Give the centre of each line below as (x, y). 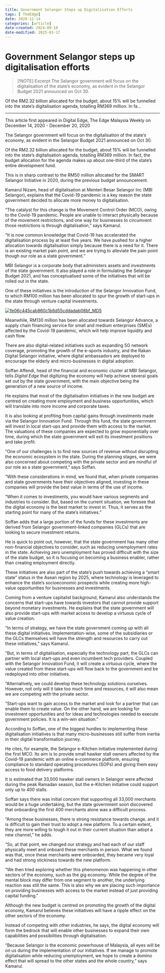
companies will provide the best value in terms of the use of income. (74, 487)
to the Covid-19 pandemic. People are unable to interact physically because (82, 215)
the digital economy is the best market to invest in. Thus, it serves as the (78, 507)
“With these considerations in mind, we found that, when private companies (82, 476)
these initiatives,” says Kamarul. (37, 643)
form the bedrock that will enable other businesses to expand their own (77, 930)
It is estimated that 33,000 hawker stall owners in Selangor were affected (79, 779)
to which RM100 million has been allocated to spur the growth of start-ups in (82, 296)
